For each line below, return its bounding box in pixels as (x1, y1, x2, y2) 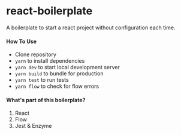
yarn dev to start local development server (14, 64, 120, 71)
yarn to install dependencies (14, 57, 85, 65)
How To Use (6, 38, 37, 45)
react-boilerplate (6, 4, 93, 18)
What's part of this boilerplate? (6, 96, 86, 103)
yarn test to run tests (14, 76, 69, 84)
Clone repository (14, 51, 57, 58)
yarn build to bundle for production (14, 70, 104, 77)
